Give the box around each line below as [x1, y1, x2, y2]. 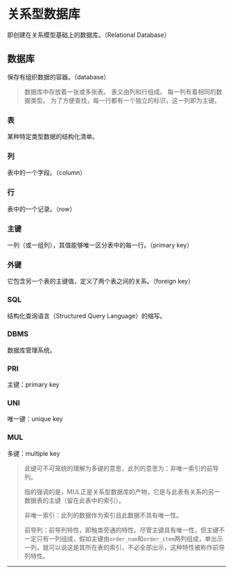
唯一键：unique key [7, 415, 64, 423]
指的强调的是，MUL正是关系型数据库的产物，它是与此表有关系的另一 [24, 487, 221, 495]
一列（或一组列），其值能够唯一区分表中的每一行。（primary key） [7, 240, 193, 249]
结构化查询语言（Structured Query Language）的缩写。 [7, 311, 166, 320]
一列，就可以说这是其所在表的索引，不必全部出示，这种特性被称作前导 [24, 543, 225, 551]
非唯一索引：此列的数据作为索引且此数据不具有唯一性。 [24, 511, 182, 519]
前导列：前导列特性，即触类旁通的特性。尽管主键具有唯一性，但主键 [24, 525, 219, 534]
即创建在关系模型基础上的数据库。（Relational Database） [7, 31, 171, 39]
